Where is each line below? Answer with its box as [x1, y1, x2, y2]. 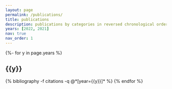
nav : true [5, 31, 27, 36]
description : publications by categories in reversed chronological [5, 21, 155, 27]
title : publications [5, 17, 50, 22]
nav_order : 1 [5, 36, 33, 41]
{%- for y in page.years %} [5, 49, 62, 56]
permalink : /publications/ [5, 12, 63, 17]
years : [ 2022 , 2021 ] [5, 26, 50, 32]
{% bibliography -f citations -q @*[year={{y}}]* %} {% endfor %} [5, 78, 143, 84]
